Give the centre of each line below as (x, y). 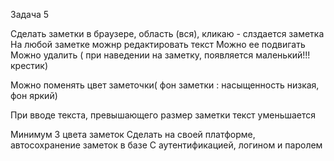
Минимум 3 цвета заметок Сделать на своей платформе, (133, 134)
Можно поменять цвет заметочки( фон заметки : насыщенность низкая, (165, 85)
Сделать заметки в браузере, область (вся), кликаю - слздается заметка (167, 33)
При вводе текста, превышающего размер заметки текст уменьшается (163, 115)
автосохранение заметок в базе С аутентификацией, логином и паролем (166, 145)
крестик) (29, 65)
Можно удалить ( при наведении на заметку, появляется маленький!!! (160, 55)
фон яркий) (34, 95)
